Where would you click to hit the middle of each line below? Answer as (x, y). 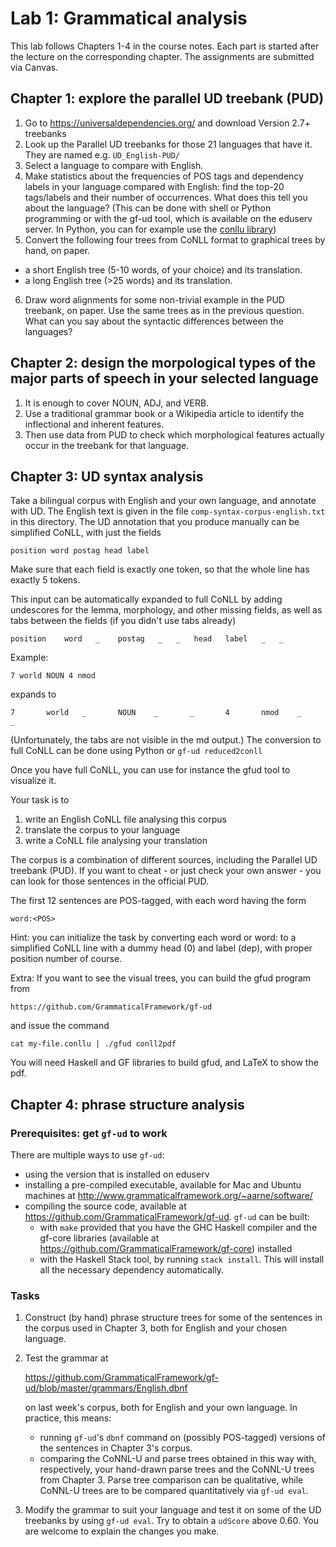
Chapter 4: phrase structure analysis (127, 1104)
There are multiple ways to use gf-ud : (87, 1155)
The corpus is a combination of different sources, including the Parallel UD (164, 860)
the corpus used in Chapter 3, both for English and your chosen (156, 1328)
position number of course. (66, 959)
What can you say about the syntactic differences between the (154, 321)
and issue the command (60, 1026)
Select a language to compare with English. (114, 165)
